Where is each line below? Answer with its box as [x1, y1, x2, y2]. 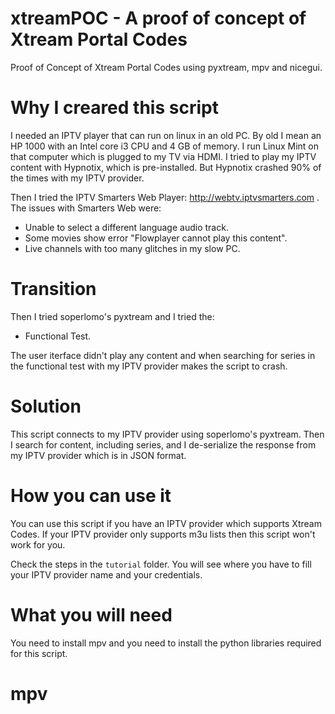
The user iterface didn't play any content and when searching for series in [10, 349, 316, 361]
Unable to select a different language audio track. [24, 221, 229, 233]
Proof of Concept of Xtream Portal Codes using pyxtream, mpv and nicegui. [10, 61, 323, 73]
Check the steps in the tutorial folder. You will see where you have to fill [10, 558, 312, 570]
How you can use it [10, 484, 172, 507]
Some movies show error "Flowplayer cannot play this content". [24, 232, 288, 244]
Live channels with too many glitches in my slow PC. [24, 242, 241, 254]
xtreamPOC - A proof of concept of [10, 7, 307, 30]
